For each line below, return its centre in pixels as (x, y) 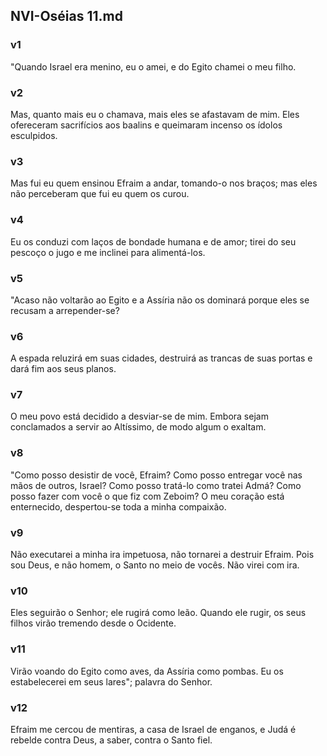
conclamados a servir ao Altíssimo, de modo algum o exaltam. (138, 427)
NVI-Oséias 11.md (66, 16)
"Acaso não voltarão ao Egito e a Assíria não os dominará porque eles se (160, 300)
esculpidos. (34, 135)
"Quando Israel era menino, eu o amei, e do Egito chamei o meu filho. (153, 66)
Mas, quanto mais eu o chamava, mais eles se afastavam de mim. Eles (155, 114)
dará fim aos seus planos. (63, 369)
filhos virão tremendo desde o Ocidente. (93, 623)
